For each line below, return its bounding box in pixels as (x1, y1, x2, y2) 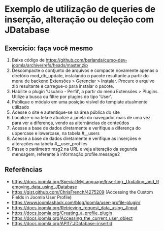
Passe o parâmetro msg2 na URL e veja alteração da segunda (11, 146, 137, 152)
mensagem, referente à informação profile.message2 (11, 151, 120, 157)
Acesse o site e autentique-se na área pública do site (11, 109, 120, 115)
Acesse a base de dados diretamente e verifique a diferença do (11, 125, 141, 131)
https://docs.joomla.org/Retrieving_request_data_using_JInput (11, 204, 138, 210)
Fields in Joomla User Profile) (11, 194, 72, 200)
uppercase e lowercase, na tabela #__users (11, 131, 100, 136)
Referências (4, 165, 43, 174)
